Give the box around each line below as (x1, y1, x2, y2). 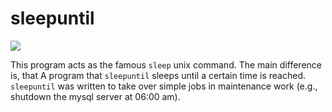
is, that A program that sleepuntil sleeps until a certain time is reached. (10, 69, 306, 81)
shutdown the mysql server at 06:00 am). (10, 90, 181, 102)
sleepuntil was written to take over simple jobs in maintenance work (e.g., (10, 80, 318, 92)
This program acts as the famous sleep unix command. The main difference (10, 58, 322, 71)
